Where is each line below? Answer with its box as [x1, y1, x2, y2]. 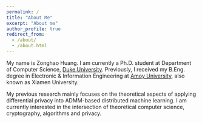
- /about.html [12, 43, 47, 49]
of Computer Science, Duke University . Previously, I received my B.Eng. [6, 65, 185, 73]
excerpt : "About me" [6, 20, 59, 26]
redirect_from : [6, 32, 45, 38]
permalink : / [6, 8, 39, 15]
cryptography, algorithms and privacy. [6, 110, 102, 117]
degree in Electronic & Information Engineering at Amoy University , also [6, 72, 185, 79]
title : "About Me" [6, 15, 53, 21]
